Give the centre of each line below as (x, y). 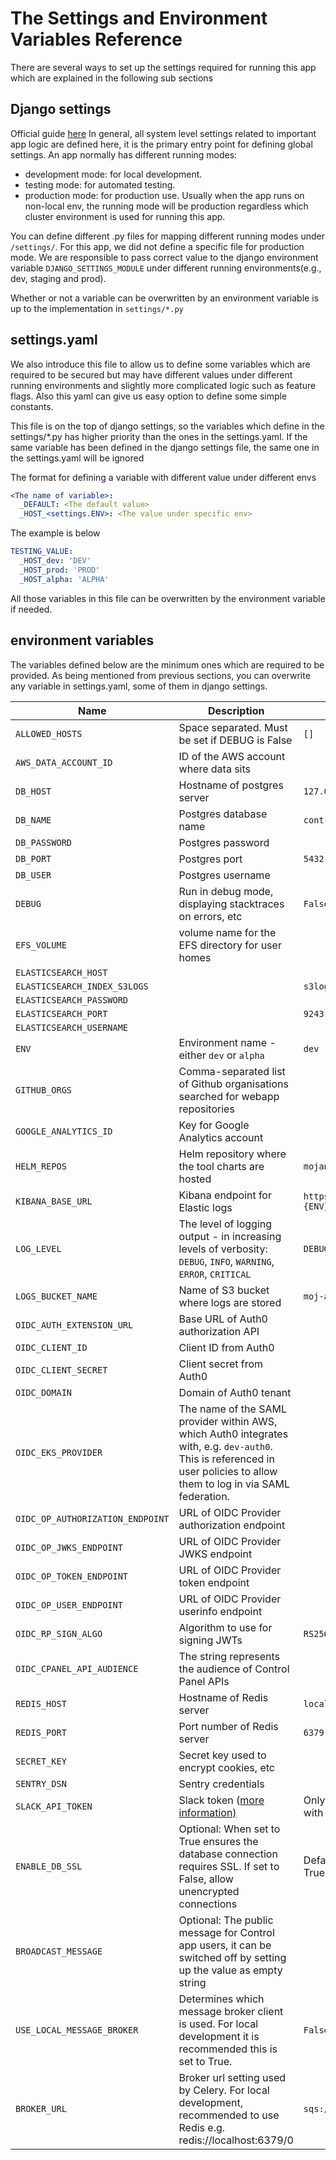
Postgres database (223, 814)
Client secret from (221, 1364)
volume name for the (227, 932)
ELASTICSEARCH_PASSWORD (72, 1000)
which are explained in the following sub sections (112, 78)
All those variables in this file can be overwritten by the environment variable (168, 598)
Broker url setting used (232, 2077)
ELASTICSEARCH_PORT (61, 1013)
